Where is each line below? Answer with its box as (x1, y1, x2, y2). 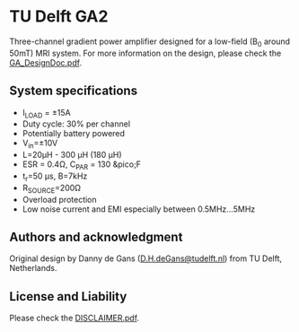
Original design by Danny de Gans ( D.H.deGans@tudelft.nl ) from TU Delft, (9, 253, 283, 264)
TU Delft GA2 (9, 6, 109, 27)
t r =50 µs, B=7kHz (22, 170, 88, 183)
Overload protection (22, 194, 97, 205)
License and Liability (9, 289, 128, 304)
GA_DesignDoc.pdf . (9, 57, 83, 68)
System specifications (9, 83, 137, 99)
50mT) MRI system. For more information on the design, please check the (9, 48, 282, 58)
